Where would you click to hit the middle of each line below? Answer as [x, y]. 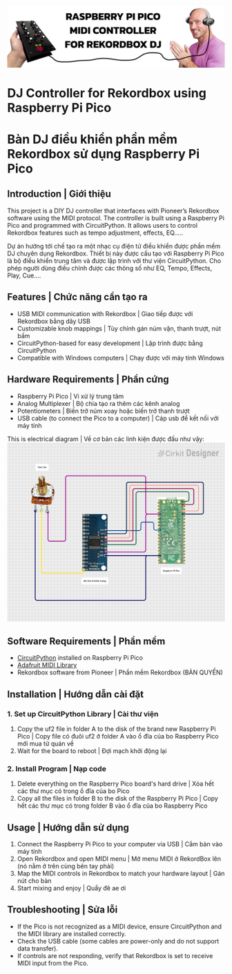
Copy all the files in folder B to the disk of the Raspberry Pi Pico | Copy [118, 799]
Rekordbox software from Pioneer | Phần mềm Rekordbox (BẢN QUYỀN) [120, 672]
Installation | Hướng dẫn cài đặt [75, 694]
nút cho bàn [34, 881]
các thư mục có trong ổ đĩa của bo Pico [73, 791]
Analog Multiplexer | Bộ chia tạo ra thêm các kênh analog [98, 403]
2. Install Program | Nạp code [57, 768]
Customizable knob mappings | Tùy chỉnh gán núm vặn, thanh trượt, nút [119, 328]
